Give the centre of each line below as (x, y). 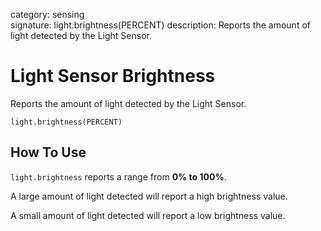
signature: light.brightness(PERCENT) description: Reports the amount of (160, 25)
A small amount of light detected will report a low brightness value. (148, 215)
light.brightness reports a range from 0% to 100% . (118, 176)
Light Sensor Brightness (113, 76)
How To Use (48, 152)
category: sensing (47, 14)
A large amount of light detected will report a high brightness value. (149, 196)
